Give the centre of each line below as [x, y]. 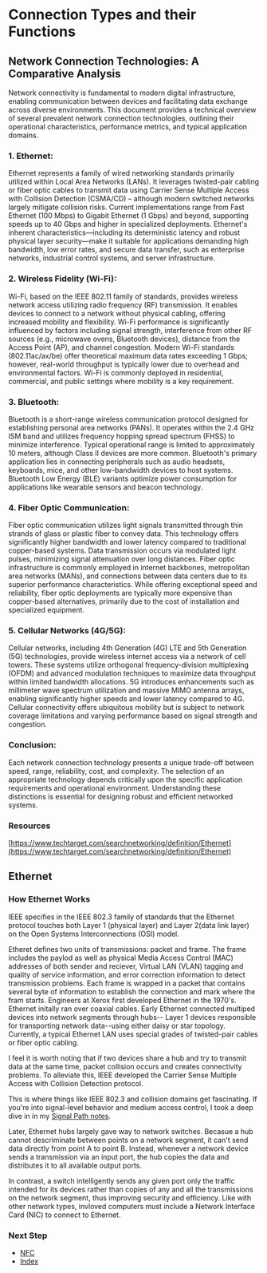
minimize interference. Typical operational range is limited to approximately [132, 444]
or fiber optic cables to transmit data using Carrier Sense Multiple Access [129, 190]
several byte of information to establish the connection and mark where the [132, 991]
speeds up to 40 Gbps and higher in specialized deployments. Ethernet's [128, 224]
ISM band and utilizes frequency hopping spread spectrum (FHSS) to [122, 436]
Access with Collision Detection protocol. [76, 1083]
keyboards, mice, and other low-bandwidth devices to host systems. [121, 470]
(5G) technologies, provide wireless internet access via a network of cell [127, 656]
